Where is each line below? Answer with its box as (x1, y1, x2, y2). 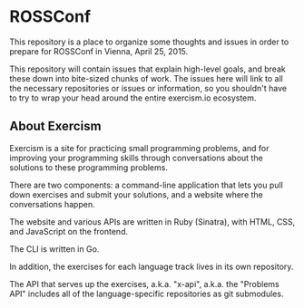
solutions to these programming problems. (9, 161, 168, 173)
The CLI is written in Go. (9, 243, 100, 255)
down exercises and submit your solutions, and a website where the (9, 188, 263, 200)
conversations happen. (9, 198, 95, 209)
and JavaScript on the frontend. (9, 226, 129, 236)
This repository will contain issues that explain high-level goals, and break (9, 63, 286, 74)
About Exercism (9, 119, 102, 134)
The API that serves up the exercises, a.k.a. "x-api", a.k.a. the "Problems (9, 278, 279, 289)
